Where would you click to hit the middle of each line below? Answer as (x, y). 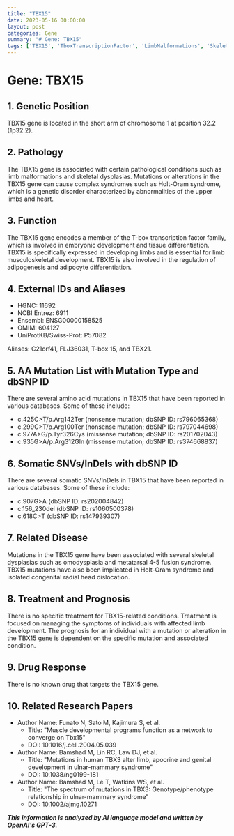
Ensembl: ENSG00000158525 (60, 321)
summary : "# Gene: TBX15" (45, 40)
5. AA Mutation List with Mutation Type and (103, 371)
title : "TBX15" (29, 14)
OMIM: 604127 (38, 328)
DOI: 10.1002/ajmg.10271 (62, 804)
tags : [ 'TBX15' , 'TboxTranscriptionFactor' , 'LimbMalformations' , (106, 46)
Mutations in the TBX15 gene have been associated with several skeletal (111, 554)
